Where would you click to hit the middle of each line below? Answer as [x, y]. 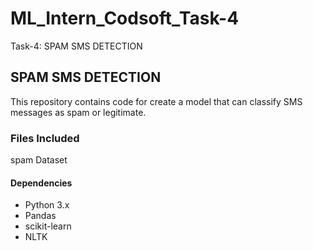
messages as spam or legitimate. [78, 112]
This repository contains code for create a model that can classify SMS [156, 101]
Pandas [40, 216]
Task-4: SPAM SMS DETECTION [76, 46]
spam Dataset [39, 160]
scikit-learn [48, 226]
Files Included [45, 138]
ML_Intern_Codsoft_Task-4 [125, 18]
